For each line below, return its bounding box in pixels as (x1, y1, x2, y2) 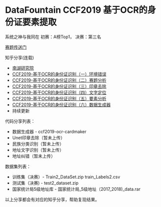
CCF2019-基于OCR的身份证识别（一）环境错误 (12, 71, 107, 77)
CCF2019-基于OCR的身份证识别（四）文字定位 (12, 89, 107, 95)
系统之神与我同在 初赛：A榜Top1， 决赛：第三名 (5, 34, 101, 40)
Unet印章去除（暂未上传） (12, 135, 65, 140)
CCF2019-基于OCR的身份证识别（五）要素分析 (12, 95, 107, 101)
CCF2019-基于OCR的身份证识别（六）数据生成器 (12, 101, 111, 108)
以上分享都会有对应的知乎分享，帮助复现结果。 (5, 196, 99, 202)
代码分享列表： (5, 118, 35, 124)
